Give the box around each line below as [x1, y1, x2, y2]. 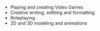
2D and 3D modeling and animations [10, 20, 87, 26]
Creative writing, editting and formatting [10, 9, 95, 15]
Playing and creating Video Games [10, 4, 84, 10]
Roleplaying [10, 15, 35, 20]
